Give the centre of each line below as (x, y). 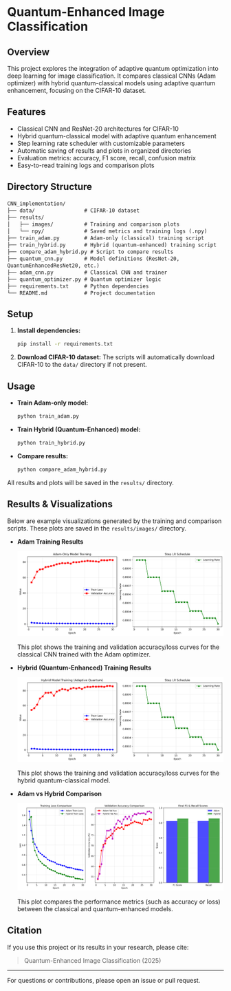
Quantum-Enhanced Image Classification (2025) (92, 960)
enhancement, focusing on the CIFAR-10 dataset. (77, 90)
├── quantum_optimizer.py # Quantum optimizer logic (84, 279)
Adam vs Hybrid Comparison (59, 793)
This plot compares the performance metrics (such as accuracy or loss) (119, 902)
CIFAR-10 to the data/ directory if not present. (82, 365)
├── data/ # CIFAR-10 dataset (73, 211)
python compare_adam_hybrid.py (62, 469)
